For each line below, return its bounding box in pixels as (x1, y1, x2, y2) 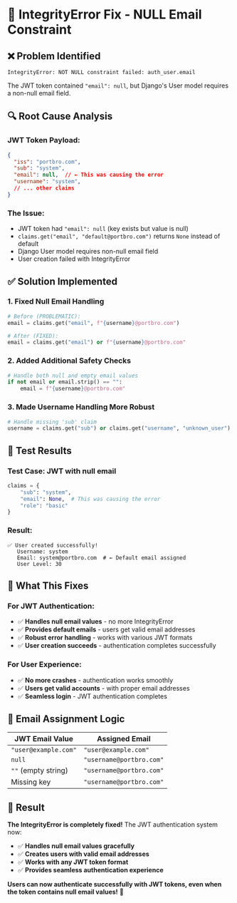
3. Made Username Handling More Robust (7, 402, 155, 412)
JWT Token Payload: (7, 135, 80, 145)
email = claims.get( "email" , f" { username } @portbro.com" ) (7, 319, 180, 326)
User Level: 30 (16, 560, 62, 567)
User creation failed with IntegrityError (17, 254, 131, 263)
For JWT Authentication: (7, 601, 95, 611)
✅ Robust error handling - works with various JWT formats (17, 634, 193, 642)
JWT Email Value (14, 734, 73, 744)
